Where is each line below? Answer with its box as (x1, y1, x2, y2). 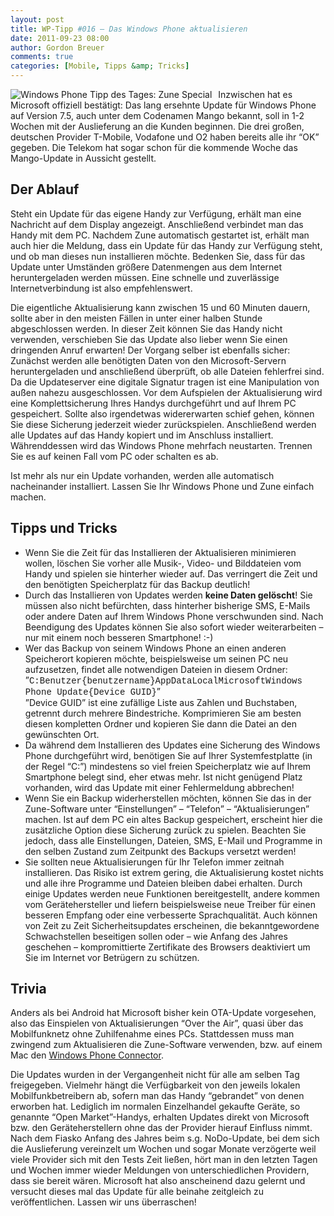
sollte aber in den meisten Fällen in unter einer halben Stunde (10, 312, 263, 324)
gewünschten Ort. (24, 728, 100, 740)
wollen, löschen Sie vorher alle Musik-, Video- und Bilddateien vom (24, 557, 302, 569)
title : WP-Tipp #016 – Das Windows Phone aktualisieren (10, 24, 248, 34)
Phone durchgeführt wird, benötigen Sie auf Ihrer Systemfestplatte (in (24, 749, 313, 761)
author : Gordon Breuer (10, 42, 105, 53)
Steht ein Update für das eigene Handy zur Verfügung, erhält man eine (10, 207, 302, 220)
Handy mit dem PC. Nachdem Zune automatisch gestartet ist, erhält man (10, 229, 310, 241)
